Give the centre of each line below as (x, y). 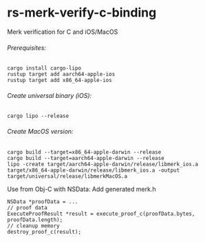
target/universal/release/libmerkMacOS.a (67, 176)
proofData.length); (35, 220)
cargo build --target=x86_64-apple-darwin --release (84, 152)
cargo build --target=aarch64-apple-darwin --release (86, 158)
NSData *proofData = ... (43, 201)
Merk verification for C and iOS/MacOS (63, 32)
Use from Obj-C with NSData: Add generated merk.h (82, 189)
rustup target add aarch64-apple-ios (61, 74)
